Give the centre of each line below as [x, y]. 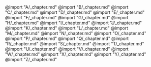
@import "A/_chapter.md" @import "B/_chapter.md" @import [67, 7]
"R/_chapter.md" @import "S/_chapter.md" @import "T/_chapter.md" [75, 44]
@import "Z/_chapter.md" [31, 59]
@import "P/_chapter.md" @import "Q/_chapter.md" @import [67, 38]
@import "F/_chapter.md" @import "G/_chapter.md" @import [67, 17]
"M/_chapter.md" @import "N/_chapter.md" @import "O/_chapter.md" [76, 33]
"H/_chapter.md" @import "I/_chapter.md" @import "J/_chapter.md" [74, 23]
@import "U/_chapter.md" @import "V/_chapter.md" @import [67, 49]
